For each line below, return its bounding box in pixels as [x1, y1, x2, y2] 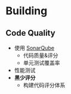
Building [5, 4, 48, 18]
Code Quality [5, 28, 55, 38]
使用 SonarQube [14, 45, 55, 51]
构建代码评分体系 [23, 82, 66, 89]
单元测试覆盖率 [23, 59, 60, 66]
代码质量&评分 [23, 52, 58, 59]
